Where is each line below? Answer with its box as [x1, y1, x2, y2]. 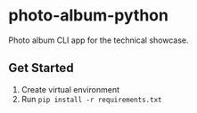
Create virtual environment [21, 84, 120, 94]
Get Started [8, 61, 74, 76]
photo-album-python [8, 5, 168, 26]
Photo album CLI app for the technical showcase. [8, 35, 189, 45]
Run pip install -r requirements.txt [21, 93, 162, 104]
